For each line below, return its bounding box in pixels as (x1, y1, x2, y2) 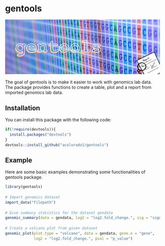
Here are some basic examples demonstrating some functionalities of (5, 169, 146, 175)
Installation (5, 104, 40, 112)
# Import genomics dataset (5, 194, 60, 199)
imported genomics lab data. (5, 89, 63, 96)
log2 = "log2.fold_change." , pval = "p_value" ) (33, 236, 133, 241)
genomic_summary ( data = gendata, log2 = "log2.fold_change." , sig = (5, 216, 148, 220)
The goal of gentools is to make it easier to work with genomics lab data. (5, 79, 152, 85)
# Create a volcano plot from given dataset (5, 226, 98, 231)
